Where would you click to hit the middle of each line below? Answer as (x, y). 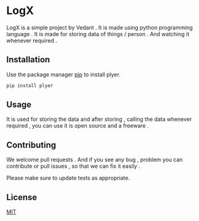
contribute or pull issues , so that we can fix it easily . (73, 166)
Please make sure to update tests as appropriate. (68, 178)
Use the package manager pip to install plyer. (63, 74)
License (22, 197)
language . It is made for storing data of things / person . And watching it (98, 34)
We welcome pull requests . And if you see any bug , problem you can (95, 160)
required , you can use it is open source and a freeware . (77, 126)
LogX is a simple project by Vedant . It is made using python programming (99, 27)
